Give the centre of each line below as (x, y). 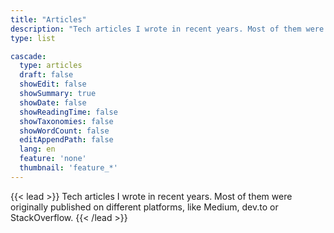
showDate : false (53, 102)
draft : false (46, 75)
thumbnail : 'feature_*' (68, 168)
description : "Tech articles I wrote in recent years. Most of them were (167, 29)
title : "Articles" (48, 19)
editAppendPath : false (66, 140)
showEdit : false (53, 84)
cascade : (28, 56)
